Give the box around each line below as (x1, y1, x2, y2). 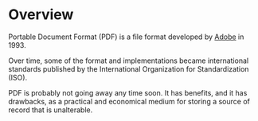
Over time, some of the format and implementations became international (8, 56, 249, 65)
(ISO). (8, 72, 28, 82)
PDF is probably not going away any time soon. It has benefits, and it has (8, 88, 248, 97)
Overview (8, 6, 74, 24)
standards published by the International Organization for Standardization (8, 64, 249, 73)
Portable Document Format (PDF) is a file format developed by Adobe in (8, 32, 244, 41)
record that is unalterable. (8, 105, 93, 115)
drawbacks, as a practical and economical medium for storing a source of (8, 96, 251, 106)
